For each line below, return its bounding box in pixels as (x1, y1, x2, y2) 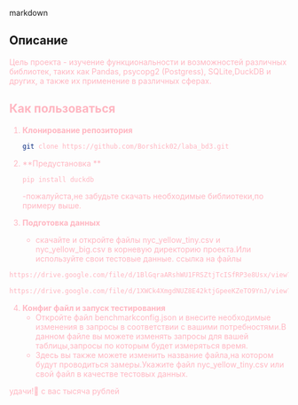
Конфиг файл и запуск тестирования (21, 303, 166, 314)
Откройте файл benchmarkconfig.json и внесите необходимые (35, 312, 271, 323)
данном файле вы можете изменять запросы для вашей (35, 331, 249, 342)
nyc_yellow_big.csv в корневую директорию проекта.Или (35, 244, 251, 255)
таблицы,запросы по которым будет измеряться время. (35, 340, 248, 351)
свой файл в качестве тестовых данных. (35, 369, 189, 379)
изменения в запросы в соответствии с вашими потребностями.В (35, 322, 286, 332)
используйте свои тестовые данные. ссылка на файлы (35, 253, 242, 264)
